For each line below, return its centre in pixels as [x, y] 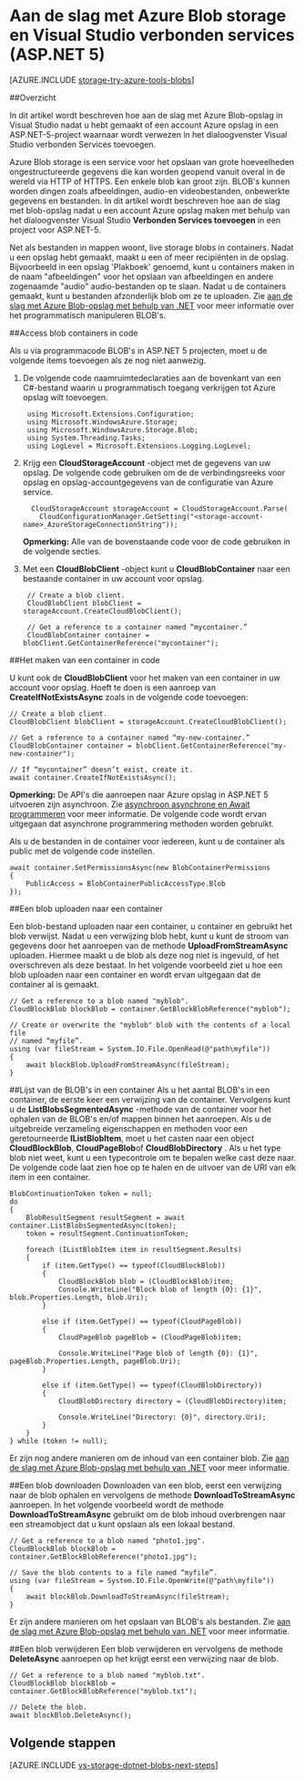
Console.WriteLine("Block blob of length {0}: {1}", [160, 1289]
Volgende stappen [63, 1743]
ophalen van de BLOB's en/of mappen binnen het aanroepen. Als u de [140, 1119]
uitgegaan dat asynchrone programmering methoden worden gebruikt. [142, 823]
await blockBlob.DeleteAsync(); [71, 1715]
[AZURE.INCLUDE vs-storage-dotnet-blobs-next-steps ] [114, 1764]
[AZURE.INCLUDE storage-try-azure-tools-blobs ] [102, 79]
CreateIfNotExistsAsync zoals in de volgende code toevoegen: [129, 697]
